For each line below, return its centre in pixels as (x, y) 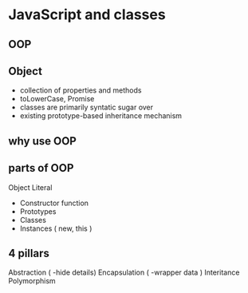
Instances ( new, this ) (56, 228)
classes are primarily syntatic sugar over (87, 107)
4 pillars (29, 253)
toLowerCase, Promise (57, 99)
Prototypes (38, 211)
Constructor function (54, 203)
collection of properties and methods (81, 90)
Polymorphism (32, 281)
